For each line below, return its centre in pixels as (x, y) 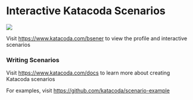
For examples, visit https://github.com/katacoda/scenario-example (88, 91)
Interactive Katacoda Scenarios (86, 11)
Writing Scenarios (33, 60)
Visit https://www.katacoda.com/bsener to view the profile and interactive (97, 38)
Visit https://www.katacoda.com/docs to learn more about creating (88, 73)
